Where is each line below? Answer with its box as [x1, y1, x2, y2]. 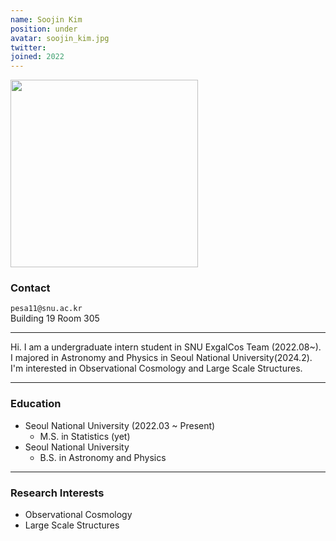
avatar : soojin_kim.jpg [10, 33, 110, 43]
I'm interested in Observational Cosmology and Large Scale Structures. [10, 362, 303, 375]
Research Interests [10, 486, 105, 500]
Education [10, 397, 62, 411]
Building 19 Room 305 [10, 312, 100, 325]
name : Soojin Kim [10, 14, 83, 25]
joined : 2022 [10, 52, 65, 62]
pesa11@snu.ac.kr [10, 304, 83, 314]
